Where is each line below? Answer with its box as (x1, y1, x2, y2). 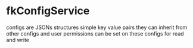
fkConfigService (6, 4, 90, 18)
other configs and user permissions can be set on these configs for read (6, 30, 184, 37)
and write (6, 36, 30, 43)
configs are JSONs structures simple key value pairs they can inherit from (6, 24, 188, 31)
